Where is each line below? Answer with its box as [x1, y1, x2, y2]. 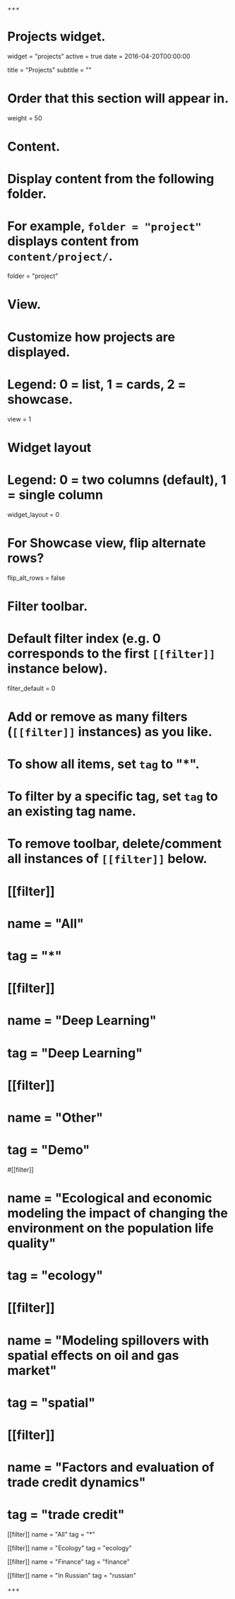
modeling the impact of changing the [7, 1205, 228, 1221]
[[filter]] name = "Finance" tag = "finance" [7, 1557, 131, 1566]
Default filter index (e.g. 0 [7, 630, 161, 646]
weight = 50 [7, 114, 42, 122]
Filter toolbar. [7, 598, 88, 614]
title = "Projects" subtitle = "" [7, 65, 92, 74]
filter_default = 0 [7, 684, 56, 692]
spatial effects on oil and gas [7, 1347, 179, 1363]
